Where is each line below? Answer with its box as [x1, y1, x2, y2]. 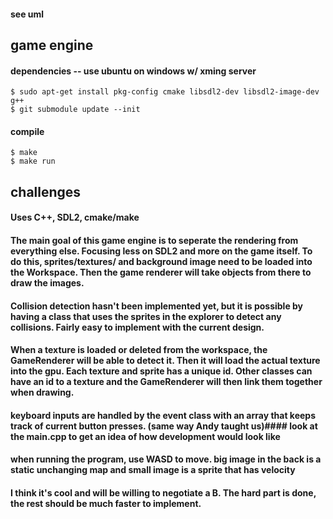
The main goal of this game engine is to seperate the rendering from [10, 234, 299, 246]
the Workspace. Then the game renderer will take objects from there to [10, 266, 312, 278]
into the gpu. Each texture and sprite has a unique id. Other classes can [10, 365, 313, 377]
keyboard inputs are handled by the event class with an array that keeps [10, 409, 317, 421]
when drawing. [10, 386, 75, 399]
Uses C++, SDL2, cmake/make [10, 211, 140, 224]
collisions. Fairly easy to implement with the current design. [10, 321, 265, 333]
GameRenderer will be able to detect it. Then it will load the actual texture [10, 355, 321, 367]
